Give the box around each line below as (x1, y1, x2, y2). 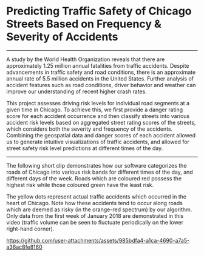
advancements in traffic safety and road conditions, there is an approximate (6, 68, 196, 76)
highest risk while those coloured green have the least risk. (6, 181, 154, 188)
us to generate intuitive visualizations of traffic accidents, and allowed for (6, 138, 190, 145)
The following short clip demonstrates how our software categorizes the (6, 162, 187, 169)
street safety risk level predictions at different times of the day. (6, 144, 163, 152)
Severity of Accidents (6, 30, 118, 44)
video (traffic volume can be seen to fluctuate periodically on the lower (6, 218, 184, 226)
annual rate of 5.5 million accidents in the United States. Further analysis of (6, 74, 194, 82)
